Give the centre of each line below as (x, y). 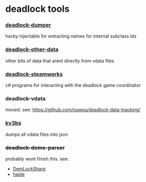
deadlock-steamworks (34, 74)
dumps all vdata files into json (37, 134)
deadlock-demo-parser (35, 148)
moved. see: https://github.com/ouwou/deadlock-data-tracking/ (73, 110)
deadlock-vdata (26, 98)
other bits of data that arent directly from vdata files (60, 61)
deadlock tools (38, 9)
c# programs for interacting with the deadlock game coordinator (73, 85)
